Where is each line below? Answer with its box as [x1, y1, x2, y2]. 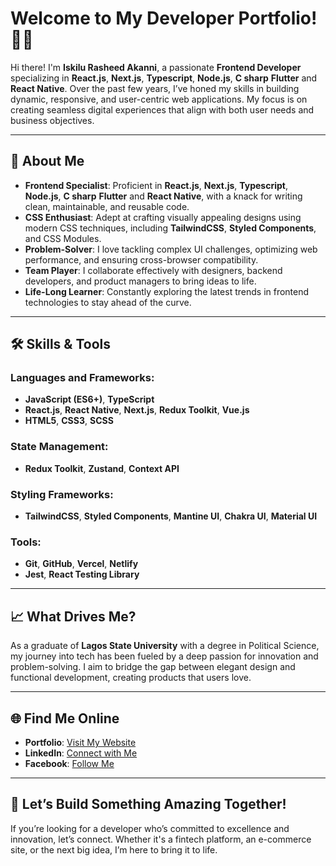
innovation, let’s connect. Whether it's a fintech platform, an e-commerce [10, 833, 312, 845]
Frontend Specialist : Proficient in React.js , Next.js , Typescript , [24, 179, 288, 191]
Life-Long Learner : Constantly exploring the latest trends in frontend [24, 285, 310, 297]
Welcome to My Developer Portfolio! [10, 7, 318, 30]
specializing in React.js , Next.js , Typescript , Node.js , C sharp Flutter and [10, 72, 318, 84]
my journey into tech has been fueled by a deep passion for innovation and [10, 650, 319, 662]
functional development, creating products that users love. [10, 672, 252, 684]
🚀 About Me [10, 153, 85, 170]
